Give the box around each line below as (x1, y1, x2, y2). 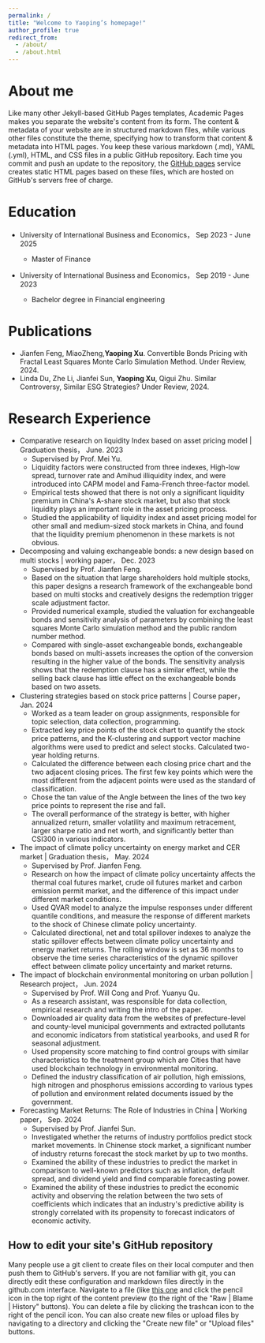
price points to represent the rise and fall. (31, 800, 166, 810)
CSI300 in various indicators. (31, 834, 126, 844)
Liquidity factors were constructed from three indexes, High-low (31, 462, 241, 472)
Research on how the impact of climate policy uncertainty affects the (31, 869, 256, 878)
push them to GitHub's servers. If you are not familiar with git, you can (8, 1268, 237, 1278)
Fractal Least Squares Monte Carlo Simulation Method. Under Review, (19, 357, 247, 366)
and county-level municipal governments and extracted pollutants (31, 1021, 246, 1031)
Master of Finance (31, 254, 91, 264)
